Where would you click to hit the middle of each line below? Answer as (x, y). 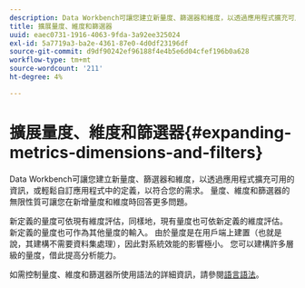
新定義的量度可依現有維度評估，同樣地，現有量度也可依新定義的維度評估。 (148, 221)
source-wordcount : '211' (56, 69)
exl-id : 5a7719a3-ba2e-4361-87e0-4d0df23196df (99, 43)
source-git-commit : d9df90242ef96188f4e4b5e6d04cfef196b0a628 (129, 52)
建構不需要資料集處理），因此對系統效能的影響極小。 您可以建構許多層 (163, 243)
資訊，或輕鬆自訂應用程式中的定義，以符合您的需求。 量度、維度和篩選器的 (150, 190)
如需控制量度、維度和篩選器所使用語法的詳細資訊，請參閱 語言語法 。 (137, 274)
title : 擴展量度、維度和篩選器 (61, 26)
